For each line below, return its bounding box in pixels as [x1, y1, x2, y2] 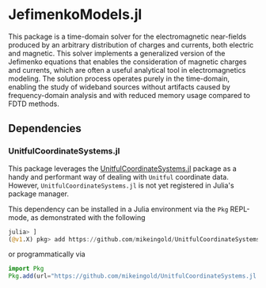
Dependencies [8, 122, 82, 135]
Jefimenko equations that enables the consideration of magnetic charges [8, 57, 247, 66]
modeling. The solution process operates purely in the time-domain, [8, 74, 230, 83]
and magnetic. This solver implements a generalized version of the [8, 48, 226, 58]
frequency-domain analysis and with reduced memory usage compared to [8, 90, 251, 100]
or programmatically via [8, 249, 85, 259]
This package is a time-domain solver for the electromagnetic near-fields [8, 32, 247, 41]
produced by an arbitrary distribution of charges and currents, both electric [8, 40, 254, 49]
